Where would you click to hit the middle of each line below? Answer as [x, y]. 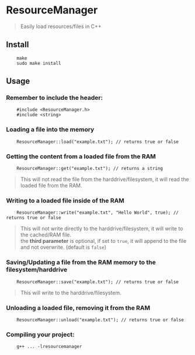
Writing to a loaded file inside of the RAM [65, 200]
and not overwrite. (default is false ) [63, 247]
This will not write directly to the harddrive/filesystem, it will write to [102, 229]
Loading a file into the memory [50, 130]
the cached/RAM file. [46, 235]
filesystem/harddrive [37, 270]
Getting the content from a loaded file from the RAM [81, 156]
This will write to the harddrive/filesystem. [71, 293]
